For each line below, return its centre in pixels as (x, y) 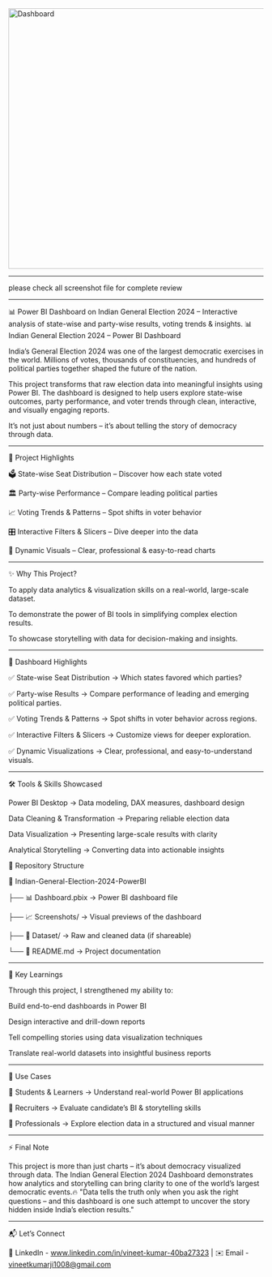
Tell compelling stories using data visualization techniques (106, 1037)
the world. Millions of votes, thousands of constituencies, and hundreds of (132, 360)
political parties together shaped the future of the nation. (103, 369)
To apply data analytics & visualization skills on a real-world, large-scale (129, 590)
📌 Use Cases (30, 1076)
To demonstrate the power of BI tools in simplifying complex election (123, 614)
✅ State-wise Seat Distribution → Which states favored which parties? (125, 677)
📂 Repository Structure (47, 866)
